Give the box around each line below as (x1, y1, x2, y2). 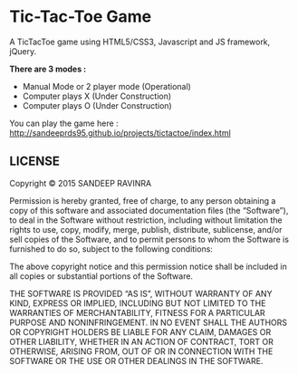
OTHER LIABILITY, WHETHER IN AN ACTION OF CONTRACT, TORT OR (9, 336, 274, 347)
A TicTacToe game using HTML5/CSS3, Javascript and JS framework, (9, 36, 271, 47)
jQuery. (9, 45, 37, 56)
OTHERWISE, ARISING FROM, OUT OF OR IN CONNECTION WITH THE (9, 346, 274, 357)
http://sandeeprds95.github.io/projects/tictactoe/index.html (9, 127, 231, 138)
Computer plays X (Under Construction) (22, 91, 172, 101)
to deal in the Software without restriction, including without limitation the (9, 215, 283, 225)
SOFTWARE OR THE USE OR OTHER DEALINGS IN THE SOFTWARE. (9, 355, 264, 366)
